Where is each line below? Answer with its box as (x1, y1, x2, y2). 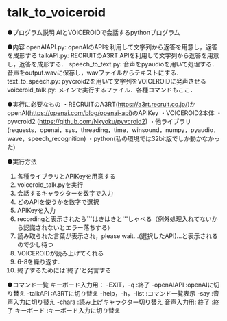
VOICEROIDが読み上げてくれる (16, 248, 104, 257)
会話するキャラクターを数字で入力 (16, 189, 114, 197)
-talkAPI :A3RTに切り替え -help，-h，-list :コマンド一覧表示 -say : (26, 289, 214, 297)
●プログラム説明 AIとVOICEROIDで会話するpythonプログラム (7, 28, 180, 36)
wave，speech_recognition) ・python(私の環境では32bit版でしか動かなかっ (7, 134, 221, 142)
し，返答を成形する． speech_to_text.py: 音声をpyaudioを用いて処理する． (7, 60, 218, 68)
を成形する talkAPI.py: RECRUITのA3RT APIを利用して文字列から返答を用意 (7, 51, 219, 60)
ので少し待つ (16, 240, 53, 248)
